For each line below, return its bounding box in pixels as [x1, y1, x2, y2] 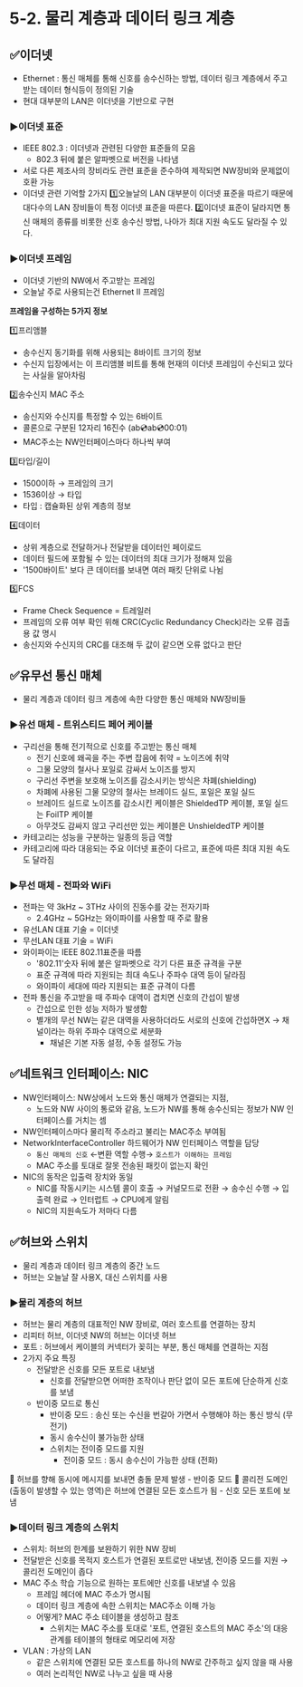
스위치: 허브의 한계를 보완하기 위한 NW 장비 [22, 1544, 176, 1555]
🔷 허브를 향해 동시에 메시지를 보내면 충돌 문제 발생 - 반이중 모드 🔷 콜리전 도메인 [9, 1473, 289, 1484]
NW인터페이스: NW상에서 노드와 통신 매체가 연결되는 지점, [22, 1092, 229, 1103]
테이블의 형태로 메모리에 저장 [73, 1634, 176, 1645]
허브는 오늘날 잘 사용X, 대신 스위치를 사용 [22, 1271, 168, 1282]
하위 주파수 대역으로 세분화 [67, 1026, 163, 1036]
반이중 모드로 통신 [35, 1397, 99, 1409]
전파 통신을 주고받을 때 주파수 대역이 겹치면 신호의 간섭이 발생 [22, 992, 240, 1002]
